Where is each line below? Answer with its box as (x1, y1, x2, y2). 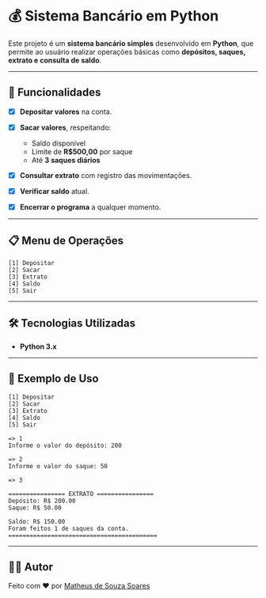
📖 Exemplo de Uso (8, 372, 99, 385)
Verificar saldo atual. (19, 186, 89, 195)
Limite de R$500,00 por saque (31, 146, 133, 156)
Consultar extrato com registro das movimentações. (19, 170, 192, 180)
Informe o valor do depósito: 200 (8, 441, 123, 449)
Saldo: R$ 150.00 (8, 517, 66, 525)
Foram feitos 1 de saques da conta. (8, 524, 129, 532)
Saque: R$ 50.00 (8, 504, 62, 512)
